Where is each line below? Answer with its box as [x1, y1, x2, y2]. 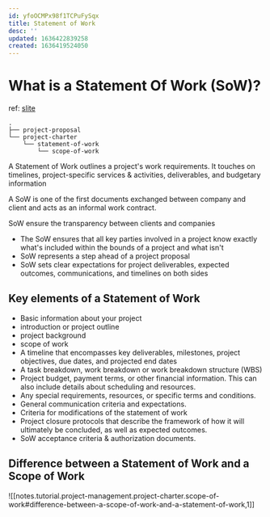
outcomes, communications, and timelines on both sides [19, 268, 209, 279]
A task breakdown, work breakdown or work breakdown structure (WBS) [19, 364, 263, 374]
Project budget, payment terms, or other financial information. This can [19, 373, 257, 383]
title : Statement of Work [8, 19, 95, 27]
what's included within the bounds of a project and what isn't [19, 243, 224, 253]
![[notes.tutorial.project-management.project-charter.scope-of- [8, 490, 220, 501]
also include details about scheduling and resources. [19, 381, 196, 392]
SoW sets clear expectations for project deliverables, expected [19, 260, 230, 270]
